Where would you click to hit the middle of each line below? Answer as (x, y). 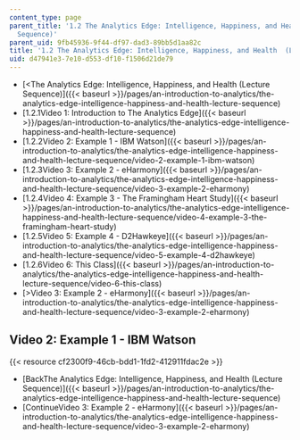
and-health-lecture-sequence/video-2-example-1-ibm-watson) (138, 160)
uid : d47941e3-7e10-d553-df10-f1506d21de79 (92, 59)
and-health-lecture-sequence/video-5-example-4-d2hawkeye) (139, 255)
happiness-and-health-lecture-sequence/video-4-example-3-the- (145, 217)
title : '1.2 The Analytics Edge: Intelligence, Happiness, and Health (143, 51)
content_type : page (46, 17)
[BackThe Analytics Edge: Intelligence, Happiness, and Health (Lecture (152, 378)
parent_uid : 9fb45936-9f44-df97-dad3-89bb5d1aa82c (105, 42)
